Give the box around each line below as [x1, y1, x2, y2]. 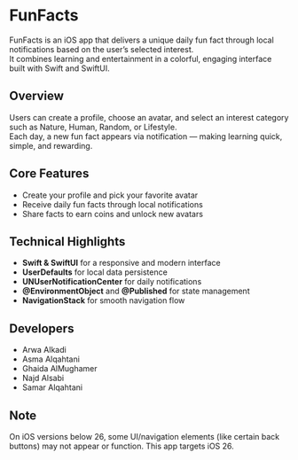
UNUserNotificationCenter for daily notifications [21, 277, 202, 287]
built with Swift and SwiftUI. [9, 63, 111, 74]
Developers [9, 321, 74, 336]
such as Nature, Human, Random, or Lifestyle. [9, 121, 177, 132]
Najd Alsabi [21, 373, 65, 384]
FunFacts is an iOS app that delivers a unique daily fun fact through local [9, 35, 275, 45]
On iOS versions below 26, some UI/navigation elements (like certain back [9, 432, 280, 441]
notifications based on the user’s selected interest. [9, 43, 194, 54]
